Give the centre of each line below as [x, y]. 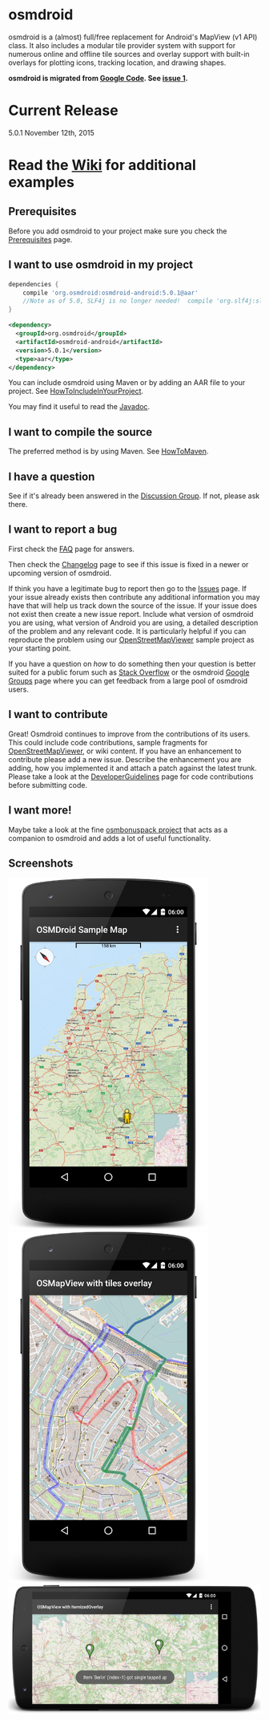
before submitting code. [48, 785]
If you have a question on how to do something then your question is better [132, 663]
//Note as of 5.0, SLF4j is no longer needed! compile [118, 301]
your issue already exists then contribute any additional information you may [134, 597]
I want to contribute [58, 714]
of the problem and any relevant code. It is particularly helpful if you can [127, 631]
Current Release [63, 111]
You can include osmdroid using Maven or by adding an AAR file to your [127, 383]
